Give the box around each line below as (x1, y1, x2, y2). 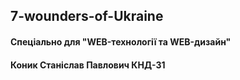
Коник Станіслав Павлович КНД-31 (10, 59, 166, 71)
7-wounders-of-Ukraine (10, 8, 164, 25)
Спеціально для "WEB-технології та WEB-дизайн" (10, 35, 232, 48)
